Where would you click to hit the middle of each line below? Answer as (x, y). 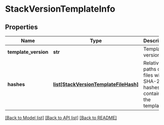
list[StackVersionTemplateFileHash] (96, 84)
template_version (28, 52)
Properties (21, 27)
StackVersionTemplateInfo (60, 9)
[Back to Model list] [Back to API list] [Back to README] (61, 118)
